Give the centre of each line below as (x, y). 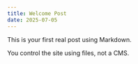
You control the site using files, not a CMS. (68, 53)
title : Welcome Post (37, 13)
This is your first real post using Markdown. (70, 39)
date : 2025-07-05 (32, 20)
